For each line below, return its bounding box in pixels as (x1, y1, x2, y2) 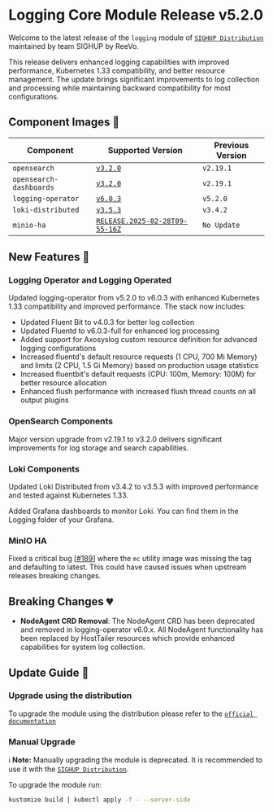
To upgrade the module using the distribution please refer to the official (8, 709, 254, 718)
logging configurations (19, 344, 97, 353)
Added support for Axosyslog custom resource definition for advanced (19, 335, 258, 345)
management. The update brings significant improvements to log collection (8, 74, 260, 84)
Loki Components (8, 463, 80, 474)
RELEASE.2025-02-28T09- (96, 216, 188, 226)
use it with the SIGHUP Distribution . (8, 764, 129, 775)
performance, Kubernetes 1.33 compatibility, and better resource (8, 65, 226, 75)
